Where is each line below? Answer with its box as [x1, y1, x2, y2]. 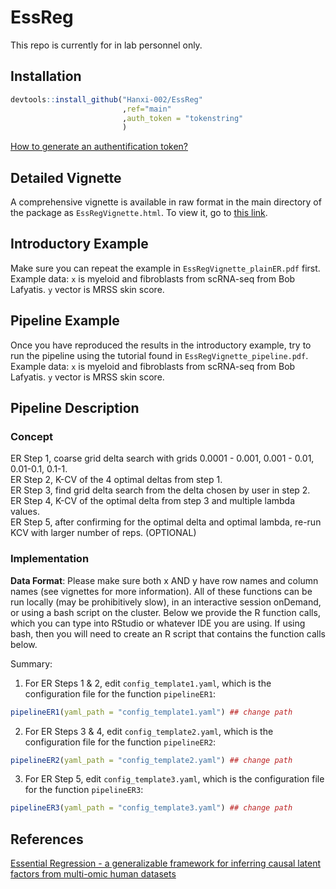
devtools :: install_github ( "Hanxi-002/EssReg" [10, 94, 203, 105]
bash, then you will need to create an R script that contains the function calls [10, 627, 326, 640]
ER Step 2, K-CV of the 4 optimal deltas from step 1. [10, 474, 223, 486]
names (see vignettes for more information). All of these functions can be [10, 585, 313, 597]
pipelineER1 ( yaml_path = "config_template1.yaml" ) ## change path [10, 707, 293, 717]
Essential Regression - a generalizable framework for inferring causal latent [10, 857, 322, 870]
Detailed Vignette [10, 169, 122, 186]
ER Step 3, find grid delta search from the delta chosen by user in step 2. [10, 484, 311, 496]
